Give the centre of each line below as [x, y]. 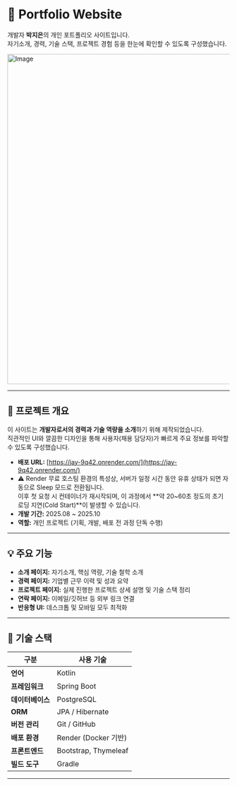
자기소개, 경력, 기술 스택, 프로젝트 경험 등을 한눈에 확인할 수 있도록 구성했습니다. [117, 43]
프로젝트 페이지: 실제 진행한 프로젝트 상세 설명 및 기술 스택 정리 [104, 590]
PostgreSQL [77, 700]
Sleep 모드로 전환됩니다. [70, 487]
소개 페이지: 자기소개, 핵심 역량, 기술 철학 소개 [80, 572]
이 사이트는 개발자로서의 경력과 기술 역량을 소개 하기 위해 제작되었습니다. [106, 429]
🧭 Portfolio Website [65, 14]
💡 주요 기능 [30, 554]
